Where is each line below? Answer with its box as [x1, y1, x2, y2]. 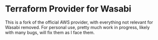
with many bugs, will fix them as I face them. [5, 29, 95, 35]
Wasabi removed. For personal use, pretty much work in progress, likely [5, 24, 150, 30]
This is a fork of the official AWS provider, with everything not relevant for [5, 19, 153, 25]
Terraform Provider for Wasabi [5, 3, 132, 14]
